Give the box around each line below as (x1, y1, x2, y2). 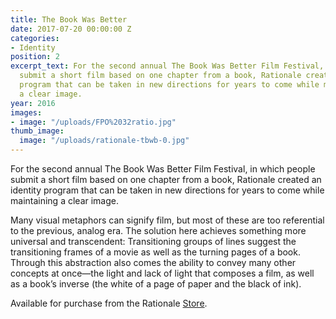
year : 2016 (10, 98, 56, 108)
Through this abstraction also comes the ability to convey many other (10, 257, 297, 268)
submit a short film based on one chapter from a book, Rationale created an (10, 174, 322, 185)
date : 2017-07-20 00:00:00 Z (10, 24, 132, 34)
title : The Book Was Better (10, 14, 128, 25)
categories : (10, 33, 60, 43)
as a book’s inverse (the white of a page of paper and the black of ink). (10, 278, 302, 290)
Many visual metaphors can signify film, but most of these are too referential (10, 214, 325, 226)
